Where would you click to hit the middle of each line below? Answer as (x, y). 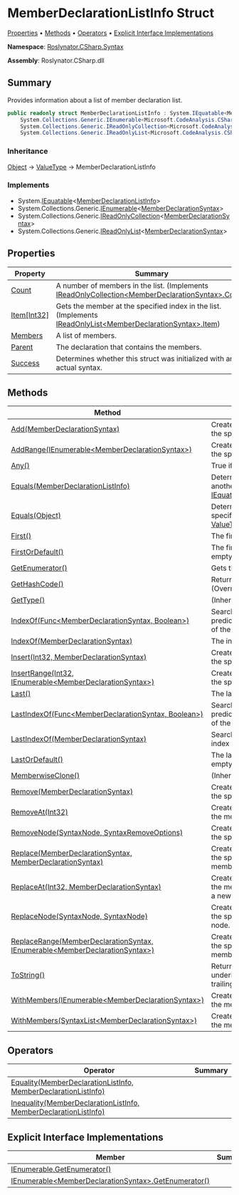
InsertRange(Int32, (43, 673)
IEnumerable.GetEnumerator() (61, 1169)
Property (30, 274)
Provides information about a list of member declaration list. (95, 100)
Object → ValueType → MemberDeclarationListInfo (82, 167)
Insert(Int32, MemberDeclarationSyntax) (79, 657)
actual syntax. (79, 367)
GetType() (28, 600)
